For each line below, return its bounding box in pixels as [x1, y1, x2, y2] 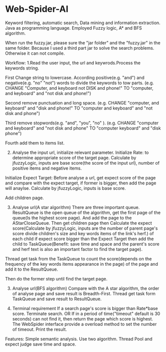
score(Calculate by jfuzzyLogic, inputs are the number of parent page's [12, 225, 158, 231]
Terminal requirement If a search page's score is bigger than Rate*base [12, 305, 158, 311]
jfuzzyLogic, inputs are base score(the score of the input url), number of [12, 160, 160, 166]
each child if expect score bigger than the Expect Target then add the [12, 236, 154, 242]
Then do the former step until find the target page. [5, 276, 108, 282]
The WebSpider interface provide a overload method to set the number [12, 321, 157, 327]
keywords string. [5, 65, 40, 71]
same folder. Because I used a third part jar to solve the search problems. [5, 45, 155, 51]
